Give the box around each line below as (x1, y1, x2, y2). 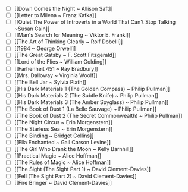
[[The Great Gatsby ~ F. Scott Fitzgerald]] (14, 52, 117, 59)
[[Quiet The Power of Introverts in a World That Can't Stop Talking (14, 18, 176, 26)
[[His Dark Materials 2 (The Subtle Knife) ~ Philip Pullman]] (14, 92, 159, 99)
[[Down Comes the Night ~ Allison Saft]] (14, 5, 113, 12)
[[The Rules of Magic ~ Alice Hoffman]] (14, 159, 111, 166)
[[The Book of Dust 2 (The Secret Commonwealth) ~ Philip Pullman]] (14, 112, 183, 119)
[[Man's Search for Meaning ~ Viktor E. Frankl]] (14, 32, 131, 39)
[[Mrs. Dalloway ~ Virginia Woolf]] (14, 71, 98, 79)
